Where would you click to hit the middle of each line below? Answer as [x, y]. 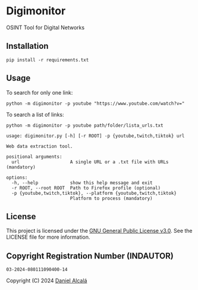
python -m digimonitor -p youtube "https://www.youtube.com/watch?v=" [95, 103]
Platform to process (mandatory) [111, 198]
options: [17, 177]
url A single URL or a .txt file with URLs [90, 162]
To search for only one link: [40, 92]
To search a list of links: [35, 114]
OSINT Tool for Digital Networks [45, 27]
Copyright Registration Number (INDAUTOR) [90, 256]
